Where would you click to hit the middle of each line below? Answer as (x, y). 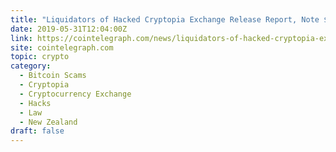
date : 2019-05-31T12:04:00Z (69, 29)
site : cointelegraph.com (62, 47)
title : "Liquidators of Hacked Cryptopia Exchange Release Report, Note (165, 19)
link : (21, 38)
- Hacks (35, 103)
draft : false (37, 131)
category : (31, 66)
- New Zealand (48, 122)
